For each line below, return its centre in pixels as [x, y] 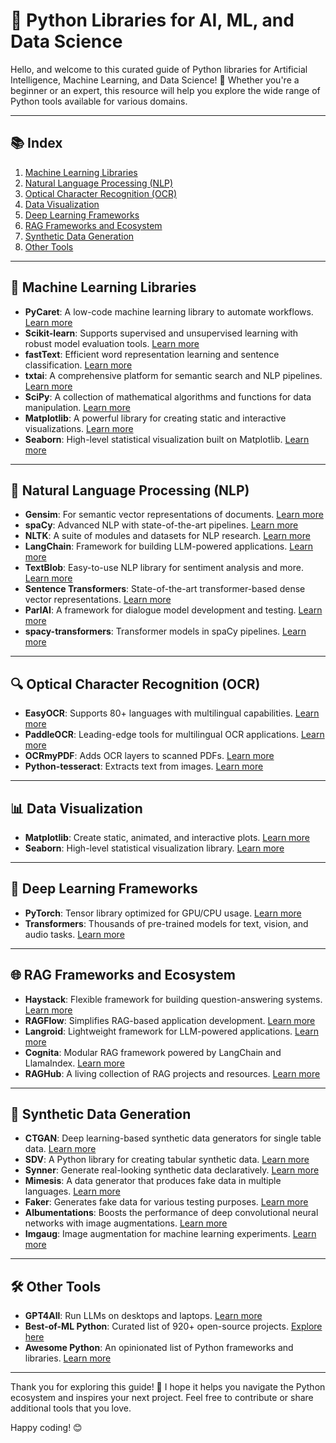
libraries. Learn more [68, 1358]
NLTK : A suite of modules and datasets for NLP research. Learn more [167, 536]
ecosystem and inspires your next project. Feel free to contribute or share [162, 1398]
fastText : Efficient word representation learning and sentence [152, 354]
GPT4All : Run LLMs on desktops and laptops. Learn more [143, 1316]
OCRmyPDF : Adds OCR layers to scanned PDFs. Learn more [149, 756]
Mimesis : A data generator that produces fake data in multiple [153, 1181]
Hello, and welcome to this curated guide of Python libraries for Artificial [159, 69]
